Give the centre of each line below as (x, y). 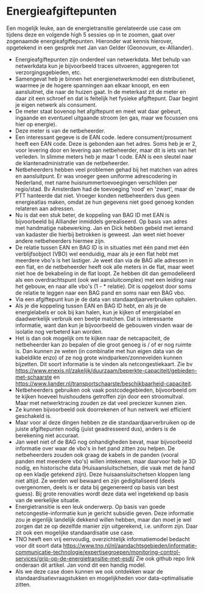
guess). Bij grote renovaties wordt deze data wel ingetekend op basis (102, 494)
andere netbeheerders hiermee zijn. (60, 241)
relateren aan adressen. (45, 208)
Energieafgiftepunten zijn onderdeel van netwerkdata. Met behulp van (103, 59)
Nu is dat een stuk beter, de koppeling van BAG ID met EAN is (92, 215)
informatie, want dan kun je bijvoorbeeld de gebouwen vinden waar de (104, 325)
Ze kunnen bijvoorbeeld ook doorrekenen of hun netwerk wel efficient (103, 409)
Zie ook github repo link (166, 558)
